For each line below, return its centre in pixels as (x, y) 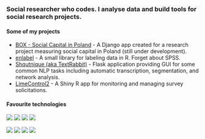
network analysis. (37, 77)
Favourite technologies (36, 104)
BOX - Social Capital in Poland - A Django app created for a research (102, 45)
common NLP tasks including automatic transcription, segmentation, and (107, 71)
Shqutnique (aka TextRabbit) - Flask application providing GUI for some (105, 64)
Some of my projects (33, 31)
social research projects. (44, 16)
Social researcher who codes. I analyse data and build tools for (102, 9)
